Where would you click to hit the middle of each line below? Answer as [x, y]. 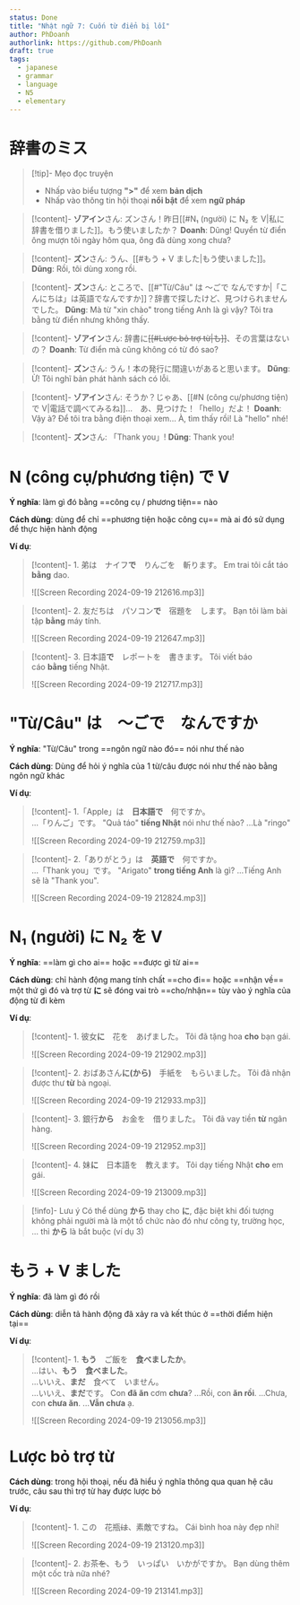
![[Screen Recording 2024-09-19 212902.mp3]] [119, 1054]
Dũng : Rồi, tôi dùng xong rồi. [84, 269]
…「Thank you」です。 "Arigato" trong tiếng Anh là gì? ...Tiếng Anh [156, 870]
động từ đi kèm [37, 1000]
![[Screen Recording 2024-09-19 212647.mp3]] [118, 639]
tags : [19, 59]
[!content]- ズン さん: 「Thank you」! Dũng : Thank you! [133, 437]
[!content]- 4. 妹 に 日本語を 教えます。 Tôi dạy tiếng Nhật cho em [157, 1165]
